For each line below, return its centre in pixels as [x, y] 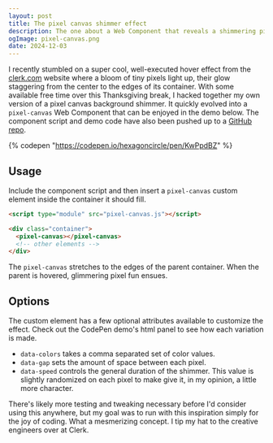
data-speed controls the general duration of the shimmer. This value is [137, 371]
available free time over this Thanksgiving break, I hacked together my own [134, 95]
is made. [23, 338]
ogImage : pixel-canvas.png [54, 39]
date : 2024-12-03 [38, 46]
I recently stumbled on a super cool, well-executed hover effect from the [130, 69]
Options [29, 301]
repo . [17, 130]
